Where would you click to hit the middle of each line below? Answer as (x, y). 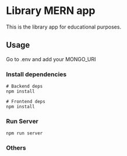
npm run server (24, 133)
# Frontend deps (26, 102)
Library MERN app (51, 11)
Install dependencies (36, 74)
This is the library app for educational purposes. (63, 27)
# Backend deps (24, 86)
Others (16, 148)
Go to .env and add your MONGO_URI (51, 59)
